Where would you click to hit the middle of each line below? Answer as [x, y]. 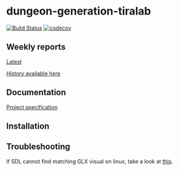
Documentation [36, 92]
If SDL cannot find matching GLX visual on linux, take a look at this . [90, 161]
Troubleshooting [38, 147]
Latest [14, 61]
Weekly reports [36, 47]
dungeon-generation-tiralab [79, 11]
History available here [33, 73]
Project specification [32, 107]
